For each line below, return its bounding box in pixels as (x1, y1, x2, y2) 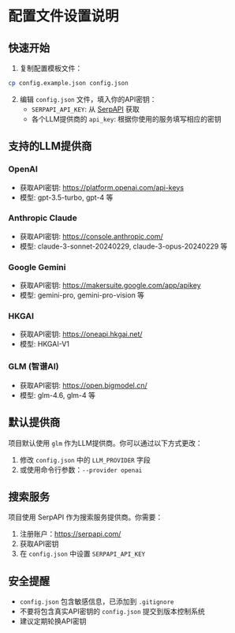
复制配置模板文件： (19, 64, 83, 73)
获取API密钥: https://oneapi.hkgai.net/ (19, 329, 144, 339)
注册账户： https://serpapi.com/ (19, 530, 121, 539)
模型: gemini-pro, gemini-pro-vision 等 (19, 290, 144, 300)
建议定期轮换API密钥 (19, 616, 87, 626)
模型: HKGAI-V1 (19, 339, 69, 349)
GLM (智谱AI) (8, 361, 59, 372)
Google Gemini (8, 261, 66, 272)
